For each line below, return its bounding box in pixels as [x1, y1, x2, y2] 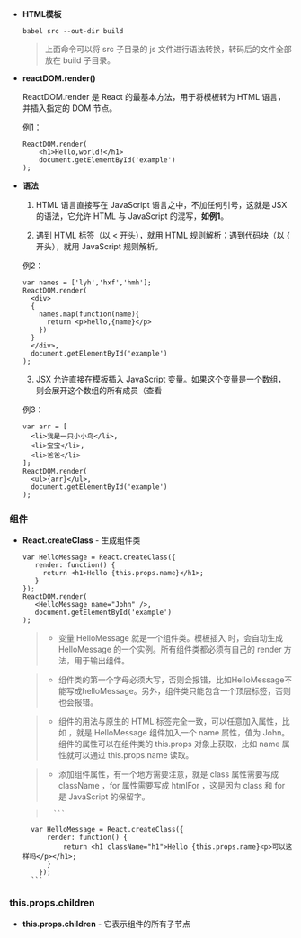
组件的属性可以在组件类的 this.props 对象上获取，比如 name [58, 738, 280, 750]
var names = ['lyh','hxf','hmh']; [22, 278, 152, 287]
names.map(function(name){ [39, 310, 140, 319]
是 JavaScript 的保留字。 [58, 791, 150, 802]
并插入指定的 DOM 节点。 [22, 103, 118, 113]
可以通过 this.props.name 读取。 [74, 750, 194, 761]
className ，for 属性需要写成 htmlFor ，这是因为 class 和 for [58, 780, 286, 791]
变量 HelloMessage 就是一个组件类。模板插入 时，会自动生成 [58, 633, 284, 644]
